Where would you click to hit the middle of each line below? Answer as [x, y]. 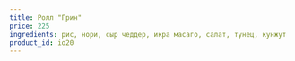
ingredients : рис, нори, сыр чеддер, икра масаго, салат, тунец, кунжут [148, 34]
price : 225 [30, 26]
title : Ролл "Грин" [46, 17]
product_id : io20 [42, 43]
